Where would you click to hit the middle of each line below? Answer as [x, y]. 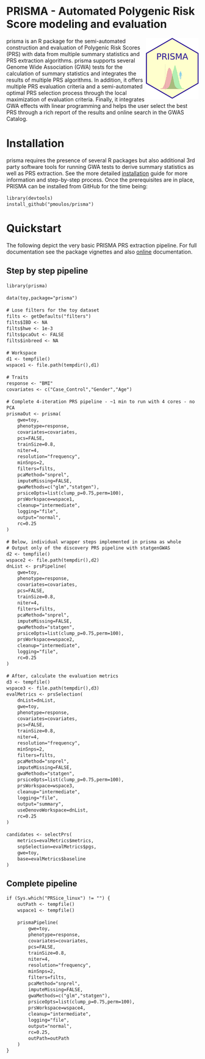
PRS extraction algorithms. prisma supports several [71, 60]
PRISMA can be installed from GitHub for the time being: [77, 186]
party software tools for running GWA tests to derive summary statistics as [100, 166]
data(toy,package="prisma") [42, 298]
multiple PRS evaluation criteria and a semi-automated [75, 86]
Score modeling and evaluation [87, 24]
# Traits [17, 377]
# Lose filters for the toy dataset [53, 310]
